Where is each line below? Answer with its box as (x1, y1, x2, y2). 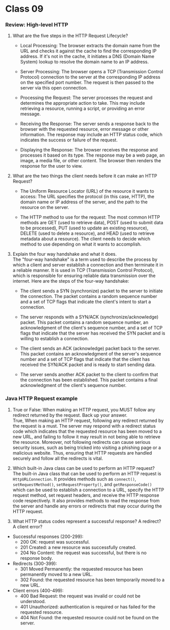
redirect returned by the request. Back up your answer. (12, 412, 128, 418)
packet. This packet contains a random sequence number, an (20, 319, 149, 325)
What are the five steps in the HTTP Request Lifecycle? (12, 33, 128, 39)
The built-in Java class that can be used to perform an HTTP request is (12, 470, 161, 476)
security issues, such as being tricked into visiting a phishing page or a (12, 444, 161, 451)
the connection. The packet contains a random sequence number (20, 293, 157, 299)
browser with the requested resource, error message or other (20, 126, 149, 132)
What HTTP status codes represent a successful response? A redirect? (12, 518, 161, 524)
